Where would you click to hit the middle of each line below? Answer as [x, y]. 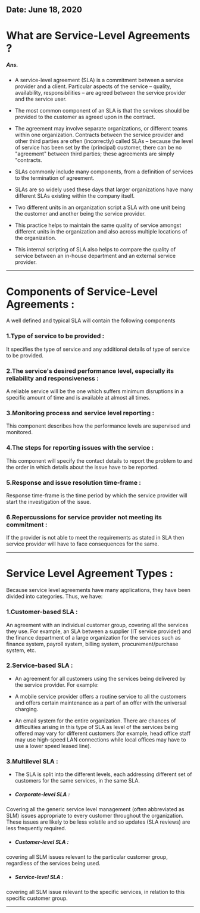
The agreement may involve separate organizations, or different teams [101, 128]
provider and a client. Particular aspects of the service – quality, [93, 86]
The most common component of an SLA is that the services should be [102, 110]
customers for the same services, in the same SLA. [77, 781]
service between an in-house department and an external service [95, 255]
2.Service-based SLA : [40, 665]
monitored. [19, 432]
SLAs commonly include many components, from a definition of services [104, 172]
